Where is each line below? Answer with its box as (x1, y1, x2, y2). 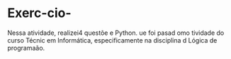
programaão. (7, 43, 45, 52)
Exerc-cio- (7, 5, 72, 21)
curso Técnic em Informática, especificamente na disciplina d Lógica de (7, 36, 218, 44)
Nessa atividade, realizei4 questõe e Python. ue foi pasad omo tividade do (7, 28, 225, 37)
